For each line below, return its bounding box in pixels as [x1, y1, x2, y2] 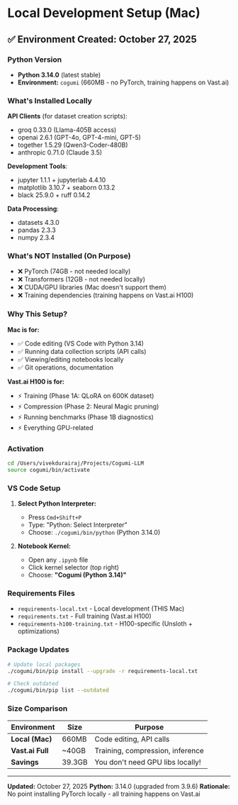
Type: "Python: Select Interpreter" [28, 521, 127, 529]
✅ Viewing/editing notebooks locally [17, 355, 124, 363]
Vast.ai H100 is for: [7, 377, 65, 386]
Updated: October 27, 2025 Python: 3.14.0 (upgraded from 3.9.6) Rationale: [7, 782, 230, 790]
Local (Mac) [11, 734, 52, 744]
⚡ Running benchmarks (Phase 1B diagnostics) [17, 413, 154, 421]
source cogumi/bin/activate [7, 466, 91, 473]
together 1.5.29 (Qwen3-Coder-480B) [17, 140, 129, 150]
